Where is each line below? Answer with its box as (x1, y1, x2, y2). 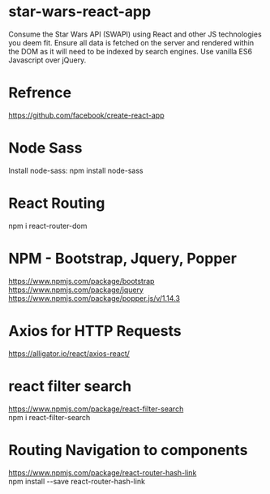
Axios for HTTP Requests (8, 321, 182, 340)
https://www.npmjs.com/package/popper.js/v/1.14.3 (8, 293, 181, 303)
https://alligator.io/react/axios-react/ (8, 348, 130, 359)
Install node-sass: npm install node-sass (8, 165, 144, 175)
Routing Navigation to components (8, 440, 248, 459)
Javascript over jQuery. (8, 55, 87, 65)
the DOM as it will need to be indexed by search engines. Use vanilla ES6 (8, 46, 253, 56)
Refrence (8, 84, 71, 102)
